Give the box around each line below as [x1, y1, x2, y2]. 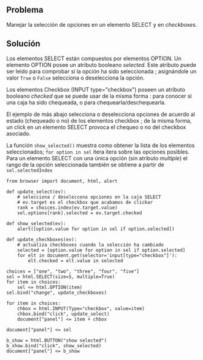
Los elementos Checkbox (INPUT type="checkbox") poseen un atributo [6, 86, 185, 93]
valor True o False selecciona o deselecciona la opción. [6, 74, 145, 81]
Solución [6, 39, 41, 49]
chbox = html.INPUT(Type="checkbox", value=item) [17, 305, 145, 311]
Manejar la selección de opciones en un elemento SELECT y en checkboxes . [6, 21, 198, 28]
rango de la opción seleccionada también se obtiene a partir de [6, 161, 165, 168]
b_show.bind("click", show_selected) [6, 342, 102, 348]
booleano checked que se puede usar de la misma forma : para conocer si [6, 92, 192, 100]
